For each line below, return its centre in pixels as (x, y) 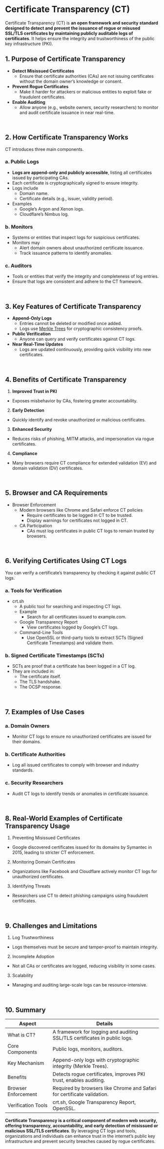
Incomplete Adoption (33, 957)
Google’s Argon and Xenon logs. (52, 209)
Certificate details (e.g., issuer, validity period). (66, 198)
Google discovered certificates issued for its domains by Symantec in (82, 847)
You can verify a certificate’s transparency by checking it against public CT (81, 573)
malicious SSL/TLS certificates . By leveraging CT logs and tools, (71, 1131)
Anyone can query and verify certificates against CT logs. (77, 339)
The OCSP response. (41, 687)
